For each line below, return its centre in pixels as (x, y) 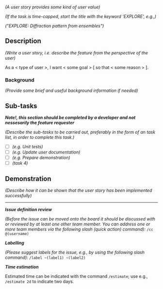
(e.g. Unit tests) (27, 146)
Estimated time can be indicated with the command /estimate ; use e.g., (76, 276)
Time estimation (22, 267)
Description (23, 41)
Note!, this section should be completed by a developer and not (70, 117)
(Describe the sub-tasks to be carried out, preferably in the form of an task (80, 132)
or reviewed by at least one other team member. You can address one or (78, 224)
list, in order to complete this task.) (40, 137)
